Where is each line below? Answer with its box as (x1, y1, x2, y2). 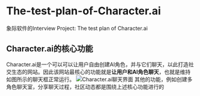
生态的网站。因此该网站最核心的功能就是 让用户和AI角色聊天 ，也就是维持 (11, 68, 191, 75)
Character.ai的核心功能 (6, 44, 93, 54)
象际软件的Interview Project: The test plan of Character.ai (6, 24, 148, 32)
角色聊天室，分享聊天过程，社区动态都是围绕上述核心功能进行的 (6, 83, 164, 90)
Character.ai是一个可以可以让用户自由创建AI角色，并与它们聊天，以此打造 (6, 61, 189, 68)
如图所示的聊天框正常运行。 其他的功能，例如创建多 (6, 76, 193, 83)
